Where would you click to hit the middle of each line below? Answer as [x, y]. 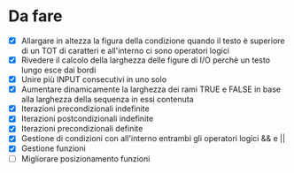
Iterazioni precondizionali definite [82, 129]
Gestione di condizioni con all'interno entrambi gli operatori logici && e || [153, 139]
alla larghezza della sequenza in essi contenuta [107, 100]
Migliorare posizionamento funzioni [85, 158]
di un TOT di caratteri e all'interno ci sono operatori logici [125, 51]
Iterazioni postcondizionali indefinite [87, 119]
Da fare [35, 16]
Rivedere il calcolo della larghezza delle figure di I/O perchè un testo [146, 60]
